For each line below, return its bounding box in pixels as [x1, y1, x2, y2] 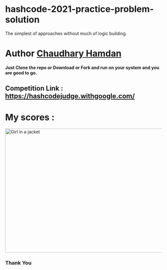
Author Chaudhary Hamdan [5, 48, 122, 59]
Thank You [5, 259, 32, 266]
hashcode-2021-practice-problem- [5, 3, 154, 15]
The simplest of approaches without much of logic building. [5, 30, 127, 36]
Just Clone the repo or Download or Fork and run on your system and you [5, 65, 160, 70]
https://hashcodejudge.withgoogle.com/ [5, 92, 135, 100]
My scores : [5, 112, 55, 123]
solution [5, 14, 40, 25]
